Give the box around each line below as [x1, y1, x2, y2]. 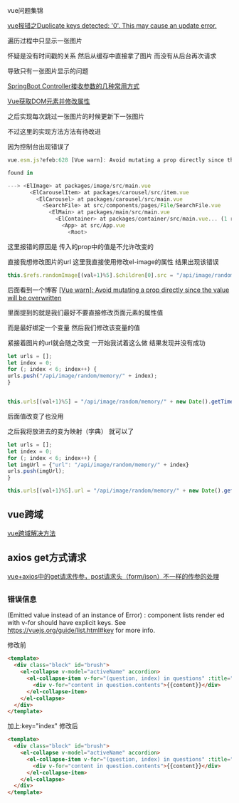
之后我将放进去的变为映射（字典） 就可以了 [7, 426, 134, 436]
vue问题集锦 [7, 6, 44, 14]
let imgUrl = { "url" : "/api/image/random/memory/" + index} [7, 461, 190, 468]
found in [7, 169, 33, 177]
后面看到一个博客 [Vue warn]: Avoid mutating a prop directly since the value [7, 285, 230, 294]
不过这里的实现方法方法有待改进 [7, 127, 101, 135]
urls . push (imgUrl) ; [7, 468, 65, 475]
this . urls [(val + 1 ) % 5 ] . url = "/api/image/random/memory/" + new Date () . [7, 487, 225, 495]
